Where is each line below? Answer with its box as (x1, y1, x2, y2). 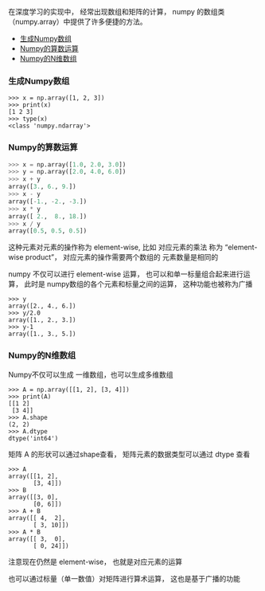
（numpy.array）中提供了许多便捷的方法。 (8, 17, 147, 26)
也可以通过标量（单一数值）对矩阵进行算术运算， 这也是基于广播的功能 (8, 573, 240, 583)
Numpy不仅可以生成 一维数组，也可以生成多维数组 (8, 370, 173, 379)
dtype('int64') (8, 434, 59, 442)
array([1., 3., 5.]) (8, 330, 77, 339)
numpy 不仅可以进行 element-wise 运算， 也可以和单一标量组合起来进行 (8, 269, 244, 279)
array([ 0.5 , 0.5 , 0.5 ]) (8, 227, 88, 235)
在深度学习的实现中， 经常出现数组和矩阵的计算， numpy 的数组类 (8, 7, 225, 16)
